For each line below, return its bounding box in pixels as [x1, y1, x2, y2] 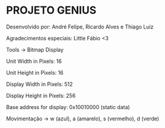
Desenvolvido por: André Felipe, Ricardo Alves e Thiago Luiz [6, 23, 154, 30]
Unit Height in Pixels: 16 [6, 69, 64, 76]
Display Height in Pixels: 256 [6, 92, 76, 99]
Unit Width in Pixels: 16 [6, 57, 62, 65]
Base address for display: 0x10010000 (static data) [6, 103, 130, 110]
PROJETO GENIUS [6, 4, 96, 17]
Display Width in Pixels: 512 [6, 81, 73, 88]
